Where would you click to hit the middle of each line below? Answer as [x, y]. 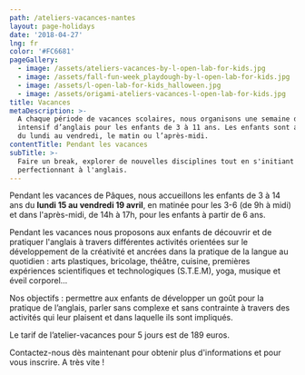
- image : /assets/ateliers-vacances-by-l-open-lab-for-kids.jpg [142, 69]
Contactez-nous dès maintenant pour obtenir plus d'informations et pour [145, 353]
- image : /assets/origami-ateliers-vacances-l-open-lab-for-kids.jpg [152, 94]
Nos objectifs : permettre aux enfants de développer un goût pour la [137, 298]
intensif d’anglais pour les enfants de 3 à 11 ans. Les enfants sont [154, 128]
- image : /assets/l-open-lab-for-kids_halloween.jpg [119, 85]
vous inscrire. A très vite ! [57, 362]
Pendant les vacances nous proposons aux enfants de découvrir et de [141, 232]
